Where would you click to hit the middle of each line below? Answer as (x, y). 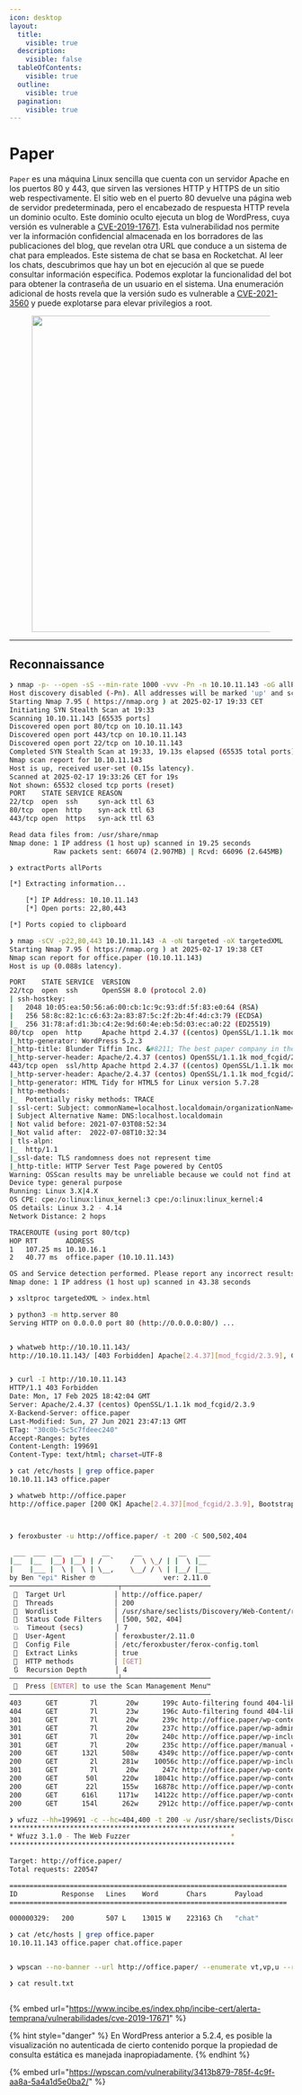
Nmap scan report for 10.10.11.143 (76, 760)
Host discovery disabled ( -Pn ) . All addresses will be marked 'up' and (146, 693)
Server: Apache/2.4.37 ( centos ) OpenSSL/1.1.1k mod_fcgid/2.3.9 (132, 1404)
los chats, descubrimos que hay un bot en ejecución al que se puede (137, 265)
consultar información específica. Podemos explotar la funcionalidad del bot (151, 274)
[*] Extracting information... (68, 884)
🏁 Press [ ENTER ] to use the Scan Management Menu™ (112, 1687)
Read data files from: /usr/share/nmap (84, 834)
